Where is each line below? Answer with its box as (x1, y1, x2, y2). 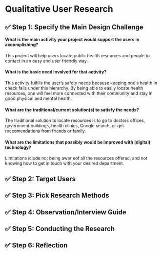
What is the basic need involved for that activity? (5, 69, 107, 75)
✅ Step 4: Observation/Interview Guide (5, 208, 126, 216)
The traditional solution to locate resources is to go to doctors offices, (5, 117, 145, 123)
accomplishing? (5, 42, 39, 47)
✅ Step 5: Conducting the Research (5, 224, 115, 233)
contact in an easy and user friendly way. (5, 58, 88, 64)
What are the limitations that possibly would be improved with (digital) (5, 139, 151, 145)
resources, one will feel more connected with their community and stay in (5, 90, 153, 96)
